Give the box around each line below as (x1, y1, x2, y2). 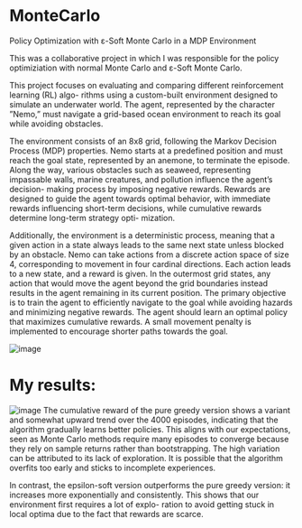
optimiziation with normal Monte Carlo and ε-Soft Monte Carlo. (9, 62, 243, 73)
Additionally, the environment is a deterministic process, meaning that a (9, 229, 275, 240)
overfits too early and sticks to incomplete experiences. (9, 462, 216, 473)
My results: (9, 375, 96, 395)
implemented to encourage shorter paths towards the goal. (9, 326, 228, 337)
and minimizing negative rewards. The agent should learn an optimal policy (9, 306, 288, 317)
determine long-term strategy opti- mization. (9, 212, 176, 223)
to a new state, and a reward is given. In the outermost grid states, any (9, 268, 271, 279)
